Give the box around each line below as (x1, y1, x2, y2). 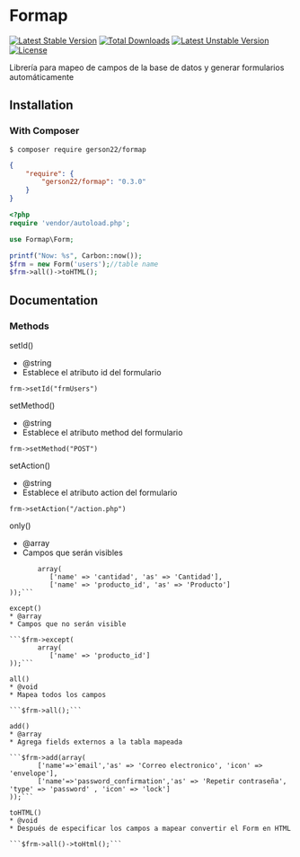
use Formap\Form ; (9, 234, 75, 243)
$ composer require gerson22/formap (9, 145, 146, 154)
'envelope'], (9, 769, 58, 778)
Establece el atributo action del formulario (22, 487, 178, 498)
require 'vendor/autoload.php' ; (9, 218, 130, 227)
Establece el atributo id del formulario (22, 367, 162, 377)
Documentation (9, 293, 99, 308)
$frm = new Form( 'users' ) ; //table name (9, 260, 159, 269)
